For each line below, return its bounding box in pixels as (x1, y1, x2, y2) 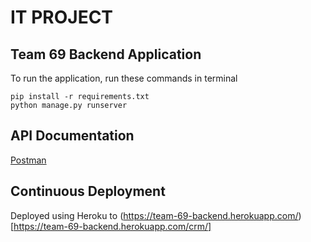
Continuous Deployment (10, 183, 166, 200)
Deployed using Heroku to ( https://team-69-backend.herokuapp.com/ (10, 209, 299, 221)
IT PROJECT (10, 6, 114, 29)
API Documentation (10, 127, 135, 145)
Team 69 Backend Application (10, 46, 202, 63)
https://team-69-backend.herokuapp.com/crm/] (13, 220, 212, 232)
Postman (10, 154, 47, 166)
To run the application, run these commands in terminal (10, 72, 238, 84)
